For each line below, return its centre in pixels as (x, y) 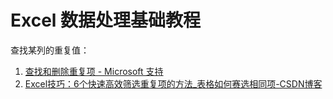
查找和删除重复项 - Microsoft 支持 (94, 71)
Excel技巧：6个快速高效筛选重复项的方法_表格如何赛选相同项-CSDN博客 (173, 83)
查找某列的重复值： (50, 50)
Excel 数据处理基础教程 (106, 20)
